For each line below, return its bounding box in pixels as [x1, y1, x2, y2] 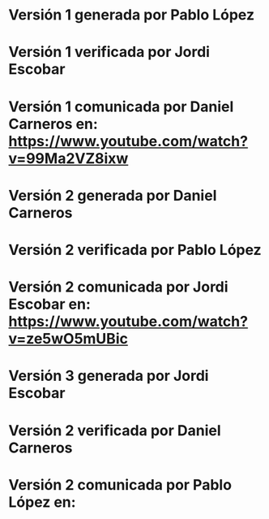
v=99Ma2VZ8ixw [8, 149, 129, 167]
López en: [8, 493, 76, 511]
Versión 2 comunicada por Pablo [8, 475, 233, 494]
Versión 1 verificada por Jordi [8, 43, 211, 62]
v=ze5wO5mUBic [8, 330, 128, 348]
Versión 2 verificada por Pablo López [8, 240, 262, 259]
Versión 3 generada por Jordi [8, 367, 209, 385]
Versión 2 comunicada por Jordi [8, 278, 228, 296]
